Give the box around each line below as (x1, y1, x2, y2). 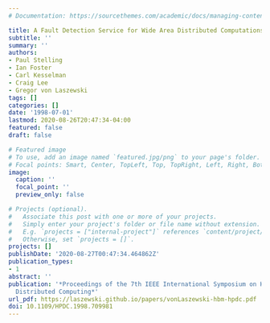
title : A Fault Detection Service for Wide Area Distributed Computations (8, 26, 264, 35)
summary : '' (8, 41, 48, 49)
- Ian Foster (8, 64, 52, 72)
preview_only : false (15, 191, 84, 199)
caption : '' (15, 176, 56, 184)
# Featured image (8, 146, 67, 154)
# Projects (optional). (8, 205, 88, 213)
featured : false (8, 124, 63, 132)
